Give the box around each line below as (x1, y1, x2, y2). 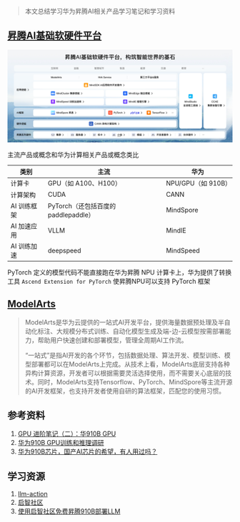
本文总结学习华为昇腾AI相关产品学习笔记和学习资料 (24, 7, 176, 15)
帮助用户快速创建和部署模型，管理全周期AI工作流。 (37, 335, 188, 344)
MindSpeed (166, 246, 200, 255)
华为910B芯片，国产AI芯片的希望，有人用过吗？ (17, 447, 158, 456)
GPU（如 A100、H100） (47, 179, 121, 188)
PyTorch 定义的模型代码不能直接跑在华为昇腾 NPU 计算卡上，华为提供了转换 (7, 267, 232, 277)
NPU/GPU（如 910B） (166, 179, 232, 188)
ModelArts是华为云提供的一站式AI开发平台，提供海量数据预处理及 (24, 317, 219, 327)
